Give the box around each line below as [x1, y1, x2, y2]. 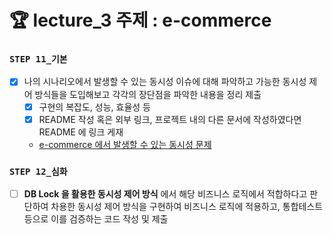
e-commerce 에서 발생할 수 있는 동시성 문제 [38, 138, 212, 150]
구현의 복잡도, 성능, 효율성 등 [38, 101, 151, 113]
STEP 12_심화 [9, 166, 68, 177]
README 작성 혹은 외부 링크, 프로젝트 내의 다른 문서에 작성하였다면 [38, 113, 302, 125]
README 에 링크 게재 [38, 126, 124, 138]
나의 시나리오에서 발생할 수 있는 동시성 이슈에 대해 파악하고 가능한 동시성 [23, 76, 307, 88]
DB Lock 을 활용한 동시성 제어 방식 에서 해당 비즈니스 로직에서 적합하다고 [23, 187, 308, 200]
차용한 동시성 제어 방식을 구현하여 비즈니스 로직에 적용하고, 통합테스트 [50, 201, 324, 213]
